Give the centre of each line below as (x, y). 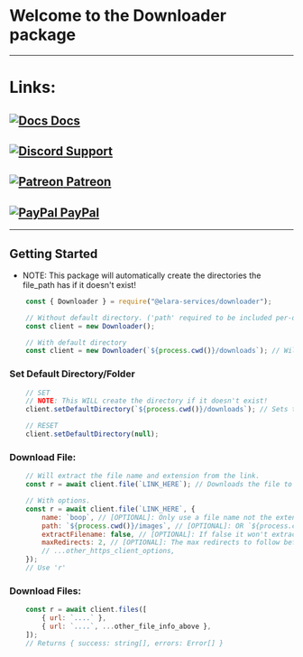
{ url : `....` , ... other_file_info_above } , (127, 626)
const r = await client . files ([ (86, 610)
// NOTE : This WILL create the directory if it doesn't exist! (147, 401)
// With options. (58, 501)
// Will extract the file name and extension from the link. (142, 476)
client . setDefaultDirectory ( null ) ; (92, 434)
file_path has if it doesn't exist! (79, 284)
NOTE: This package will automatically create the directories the (142, 275)
